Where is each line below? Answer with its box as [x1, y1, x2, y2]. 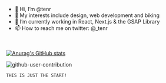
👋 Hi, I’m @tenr [14, 6, 51, 12]
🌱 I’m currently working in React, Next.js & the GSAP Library [14, 18, 160, 25]
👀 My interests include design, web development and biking [14, 12, 160, 19]
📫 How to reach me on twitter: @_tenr [14, 25, 108, 32]
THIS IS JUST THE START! [6, 72, 67, 78]
